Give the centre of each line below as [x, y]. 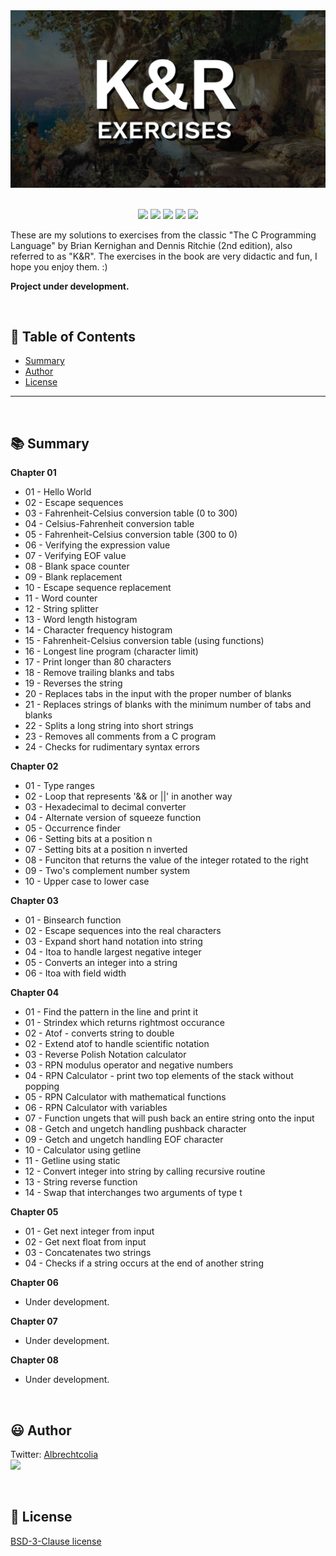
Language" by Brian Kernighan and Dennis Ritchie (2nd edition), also [151, 245]
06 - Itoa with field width [75, 973]
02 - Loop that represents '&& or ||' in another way [128, 796]
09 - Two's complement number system [107, 871]
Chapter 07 [34, 1321]
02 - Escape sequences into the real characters [123, 931]
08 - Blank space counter [77, 566]
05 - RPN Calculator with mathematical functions [125, 1097]
